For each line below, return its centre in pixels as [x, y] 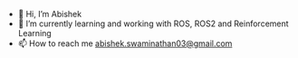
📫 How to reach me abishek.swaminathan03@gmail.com [125, 43]
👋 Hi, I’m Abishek [50, 14]
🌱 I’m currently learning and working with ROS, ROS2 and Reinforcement [153, 24]
